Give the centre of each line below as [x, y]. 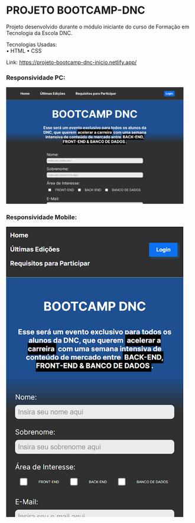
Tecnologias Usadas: [32, 44]
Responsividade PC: [36, 78]
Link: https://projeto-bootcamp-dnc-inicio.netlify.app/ [71, 62]
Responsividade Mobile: [42, 217]
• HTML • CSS [24, 50]
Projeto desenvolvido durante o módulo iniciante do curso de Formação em [98, 27]
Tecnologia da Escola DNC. [39, 33]
